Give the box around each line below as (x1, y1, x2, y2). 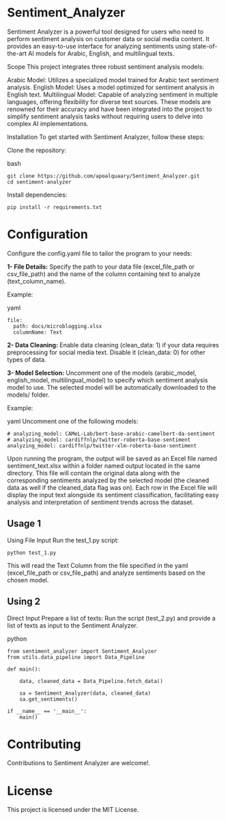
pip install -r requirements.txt (7, 203, 102, 210)
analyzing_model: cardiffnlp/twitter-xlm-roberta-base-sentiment (7, 442, 197, 449)
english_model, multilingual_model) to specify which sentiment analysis (7, 375, 208, 384)
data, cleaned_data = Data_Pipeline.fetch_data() (19, 678, 164, 684)
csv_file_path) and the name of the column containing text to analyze (7, 269, 201, 278)
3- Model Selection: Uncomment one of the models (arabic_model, (7, 369, 197, 377)
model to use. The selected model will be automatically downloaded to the (7, 383, 216, 391)
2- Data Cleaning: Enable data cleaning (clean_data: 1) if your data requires (7, 340, 220, 349)
